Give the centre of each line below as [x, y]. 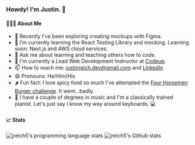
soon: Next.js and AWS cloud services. [61, 49]
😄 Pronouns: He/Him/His [45, 76]
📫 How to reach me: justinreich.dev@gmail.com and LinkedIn [89, 68]
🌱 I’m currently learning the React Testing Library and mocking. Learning [102, 43]
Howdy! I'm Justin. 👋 [36, 9]
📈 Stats [16, 120]
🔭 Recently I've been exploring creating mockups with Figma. [88, 36]
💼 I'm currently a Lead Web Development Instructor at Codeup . [90, 61]
